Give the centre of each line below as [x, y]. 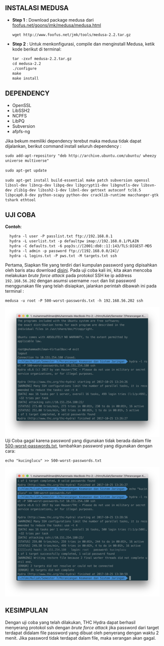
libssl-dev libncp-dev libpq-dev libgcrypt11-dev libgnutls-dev [72, 185]
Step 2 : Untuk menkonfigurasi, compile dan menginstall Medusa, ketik [83, 44]
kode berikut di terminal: [37, 49]
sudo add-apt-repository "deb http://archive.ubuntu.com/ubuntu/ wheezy [81, 156]
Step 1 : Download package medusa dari [53, 20]
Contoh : [13, 227]
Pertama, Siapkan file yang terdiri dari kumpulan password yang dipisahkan [81, 265]
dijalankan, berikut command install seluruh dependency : [63, 146]
